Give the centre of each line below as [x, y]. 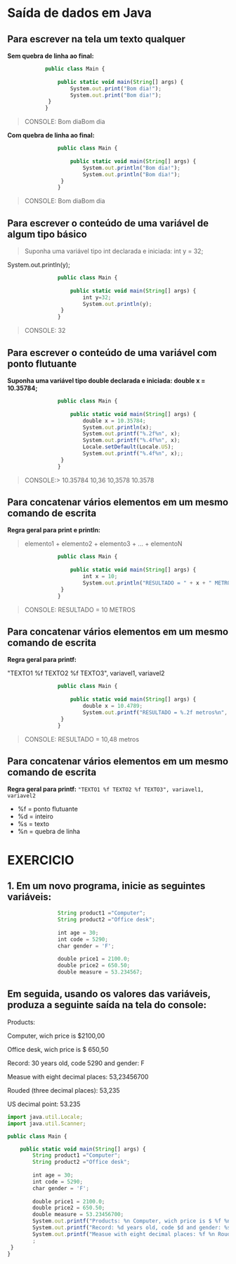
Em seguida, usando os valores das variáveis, [109, 994]
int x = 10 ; [100, 577]
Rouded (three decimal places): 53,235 [64, 1090]
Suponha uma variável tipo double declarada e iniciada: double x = [106, 381]
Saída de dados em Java [80, 13]
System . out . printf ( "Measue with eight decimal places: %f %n [124, 1234]
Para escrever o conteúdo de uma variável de [108, 223]
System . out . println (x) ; [117, 427]
